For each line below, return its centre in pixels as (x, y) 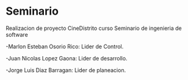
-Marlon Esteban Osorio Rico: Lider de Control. (65, 46)
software (17, 34)
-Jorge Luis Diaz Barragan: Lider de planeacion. (66, 70)
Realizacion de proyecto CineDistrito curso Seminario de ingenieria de (94, 28)
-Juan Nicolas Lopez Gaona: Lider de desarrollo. (67, 58)
